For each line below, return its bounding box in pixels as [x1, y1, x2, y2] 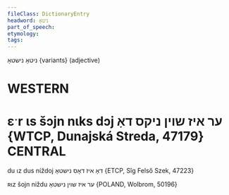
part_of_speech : [7, 23, 55, 30]
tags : [7, 37, 23, 44]
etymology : [7, 30, 39, 37]
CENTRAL [7, 143, 66, 159]
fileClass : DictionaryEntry [7, 10, 90, 18]
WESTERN [7, 81, 69, 97]
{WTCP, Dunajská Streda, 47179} [7, 128, 204, 144]
